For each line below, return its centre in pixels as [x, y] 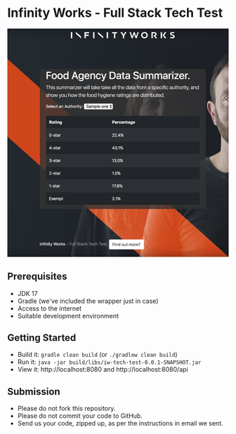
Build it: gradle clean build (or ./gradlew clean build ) [97, 355]
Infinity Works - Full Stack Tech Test [115, 13]
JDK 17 [27, 293]
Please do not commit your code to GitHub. [80, 416]
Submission [34, 392]
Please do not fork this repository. [66, 409]
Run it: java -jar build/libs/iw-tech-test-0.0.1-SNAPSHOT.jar [109, 362]
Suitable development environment [68, 316]
